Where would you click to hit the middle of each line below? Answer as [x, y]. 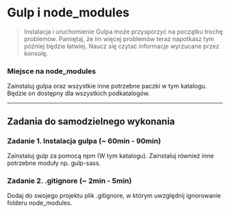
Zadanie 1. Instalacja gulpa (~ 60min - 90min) [84, 140]
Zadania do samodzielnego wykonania [91, 121]
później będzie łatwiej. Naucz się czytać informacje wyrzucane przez [122, 46]
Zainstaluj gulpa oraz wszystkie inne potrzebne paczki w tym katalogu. [107, 86]
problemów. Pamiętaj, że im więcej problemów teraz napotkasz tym [119, 38]
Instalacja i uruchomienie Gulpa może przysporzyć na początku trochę [123, 32]
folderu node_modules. [40, 203]
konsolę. [36, 53]
